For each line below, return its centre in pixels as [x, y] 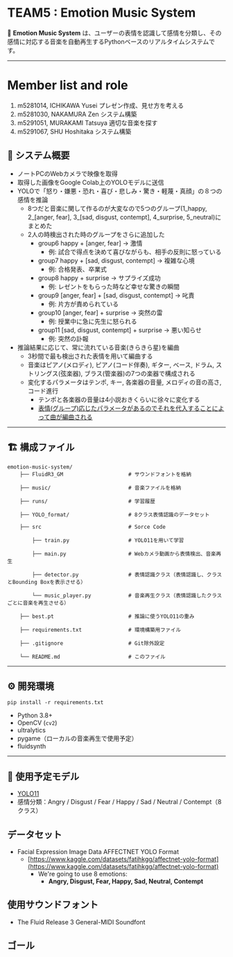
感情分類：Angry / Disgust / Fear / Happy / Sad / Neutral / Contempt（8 [119, 802]
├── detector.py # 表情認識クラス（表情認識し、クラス [127, 575]
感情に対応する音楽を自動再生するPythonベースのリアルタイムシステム [108, 41]
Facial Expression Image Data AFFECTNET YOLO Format [98, 851]
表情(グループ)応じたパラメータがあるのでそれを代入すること [125, 408]
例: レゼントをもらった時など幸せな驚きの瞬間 [114, 286]
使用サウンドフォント [53, 905]
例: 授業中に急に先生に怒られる [93, 321]
